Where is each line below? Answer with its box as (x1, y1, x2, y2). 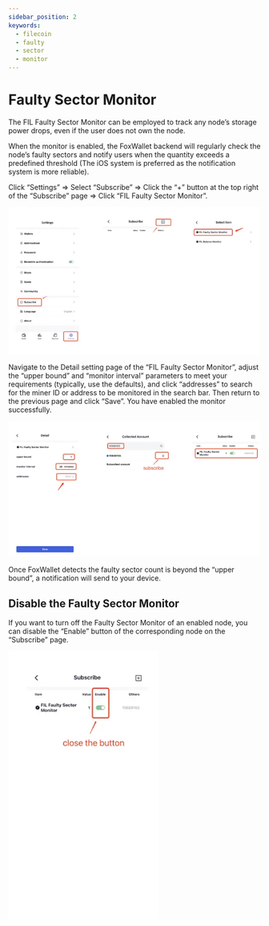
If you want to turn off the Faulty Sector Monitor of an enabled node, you (8, 617, 248, 627)
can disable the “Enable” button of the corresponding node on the (8, 626, 226, 636)
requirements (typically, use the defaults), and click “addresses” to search (8, 379, 253, 389)
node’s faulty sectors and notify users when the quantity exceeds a (8, 149, 230, 160)
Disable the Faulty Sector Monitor (8, 596, 180, 610)
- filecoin (15, 30, 52, 38)
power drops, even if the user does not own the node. (8, 125, 186, 135)
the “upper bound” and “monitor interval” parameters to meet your (8, 371, 227, 381)
